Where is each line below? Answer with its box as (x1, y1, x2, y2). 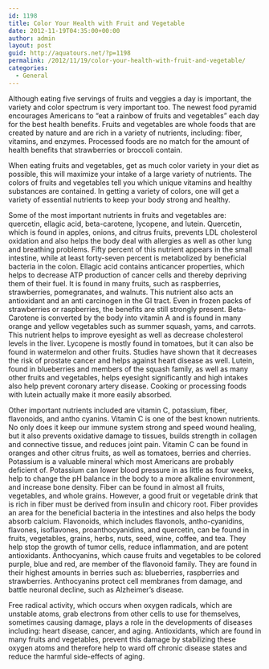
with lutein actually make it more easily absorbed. (8, 389, 173, 399)
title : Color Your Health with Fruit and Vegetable (8, 19, 185, 27)
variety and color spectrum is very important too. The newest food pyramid (8, 102, 257, 112)
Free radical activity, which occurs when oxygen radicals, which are (8, 600, 233, 609)
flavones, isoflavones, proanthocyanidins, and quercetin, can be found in (8, 524, 250, 535)
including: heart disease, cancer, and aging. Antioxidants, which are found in (8, 626, 262, 635)
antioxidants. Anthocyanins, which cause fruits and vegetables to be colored (8, 550, 262, 560)
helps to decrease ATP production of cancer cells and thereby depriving (8, 270, 247, 280)
